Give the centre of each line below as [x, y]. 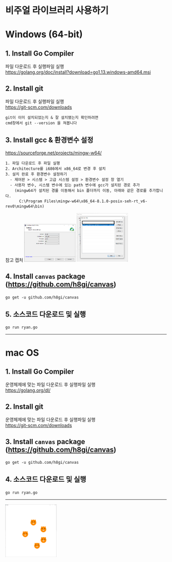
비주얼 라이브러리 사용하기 [57, 11]
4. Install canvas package [45, 277]
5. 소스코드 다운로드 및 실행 [46, 314]
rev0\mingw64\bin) [25, 206]
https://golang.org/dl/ [28, 390]
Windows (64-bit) [44, 34]
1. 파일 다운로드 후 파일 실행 [33, 163]
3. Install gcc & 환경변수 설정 [49, 140]
